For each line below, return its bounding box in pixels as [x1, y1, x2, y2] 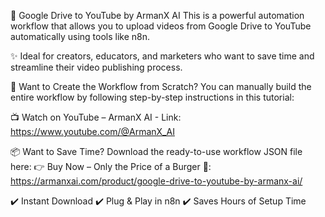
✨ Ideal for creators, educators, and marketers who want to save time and [10, 50, 315, 62]
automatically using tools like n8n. [10, 31, 151, 42]
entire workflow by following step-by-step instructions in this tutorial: [10, 91, 295, 103]
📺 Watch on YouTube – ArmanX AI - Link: [10, 111, 182, 123]
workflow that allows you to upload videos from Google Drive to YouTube [10, 20, 312, 32]
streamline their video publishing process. [10, 61, 183, 73]
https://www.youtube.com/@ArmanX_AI [10, 126, 175, 137]
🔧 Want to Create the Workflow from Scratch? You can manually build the [10, 81, 312, 92]
